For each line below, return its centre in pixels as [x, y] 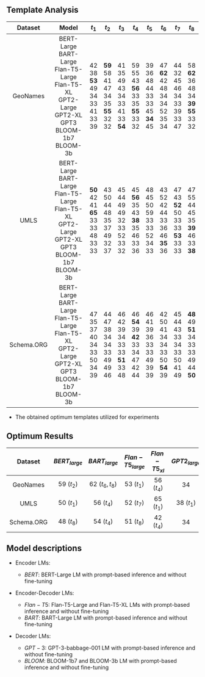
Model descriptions [44, 548]
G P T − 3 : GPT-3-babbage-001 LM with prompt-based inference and [110, 648]
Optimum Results [40, 436]
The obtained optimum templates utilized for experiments [87, 417]
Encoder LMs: [33, 563]
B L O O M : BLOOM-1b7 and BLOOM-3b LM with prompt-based [100, 661]
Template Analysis [42, 10]
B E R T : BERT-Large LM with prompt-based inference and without [105, 575]
